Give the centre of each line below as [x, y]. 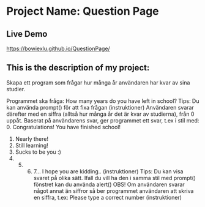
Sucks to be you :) [38, 152]
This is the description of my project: [78, 68]
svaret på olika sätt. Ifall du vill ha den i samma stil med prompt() [114, 178]
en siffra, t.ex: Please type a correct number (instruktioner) [108, 197]
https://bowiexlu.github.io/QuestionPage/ [58, 48]
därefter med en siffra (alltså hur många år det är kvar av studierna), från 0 [100, 114]
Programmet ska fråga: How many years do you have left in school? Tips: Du [103, 101]
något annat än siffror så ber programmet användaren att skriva [114, 190]
